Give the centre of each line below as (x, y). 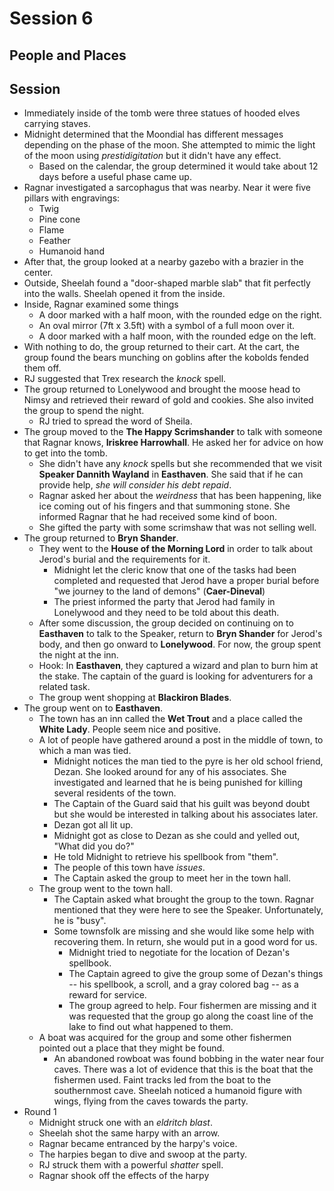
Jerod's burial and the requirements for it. (124, 559)
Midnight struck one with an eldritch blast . (125, 1123)
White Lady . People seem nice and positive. (129, 729)
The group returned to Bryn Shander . (101, 538)
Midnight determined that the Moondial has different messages (153, 134)
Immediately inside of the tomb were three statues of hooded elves (162, 113)
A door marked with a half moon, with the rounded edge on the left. (177, 336)
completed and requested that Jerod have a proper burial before (186, 581)
